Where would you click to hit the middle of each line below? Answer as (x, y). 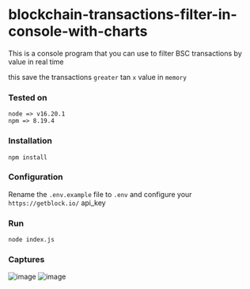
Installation (30, 141)
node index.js (32, 240)
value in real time (36, 62)
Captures (27, 260)
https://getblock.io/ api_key (57, 203)
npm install (28, 157)
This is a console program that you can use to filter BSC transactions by (125, 53)
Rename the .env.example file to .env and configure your (100, 194)
